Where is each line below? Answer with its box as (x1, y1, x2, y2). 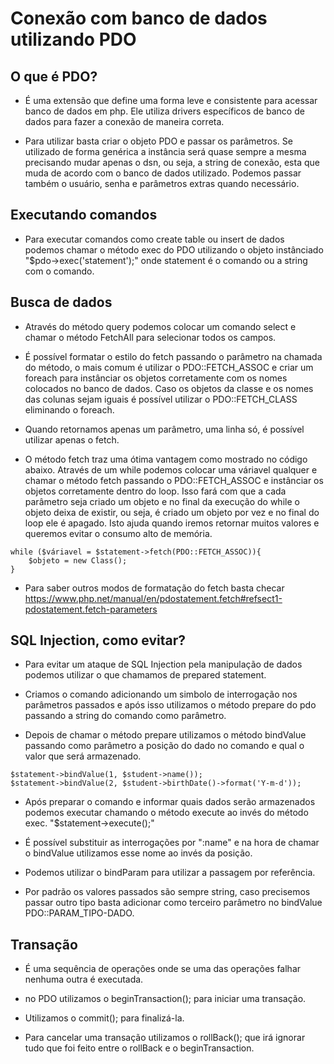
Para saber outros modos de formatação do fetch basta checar (24, 582, 285, 594)
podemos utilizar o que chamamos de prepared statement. (24, 669, 267, 681)
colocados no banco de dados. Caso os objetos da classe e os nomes (24, 382, 314, 394)
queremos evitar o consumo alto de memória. (24, 527, 213, 539)
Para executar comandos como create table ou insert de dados (24, 233, 285, 245)
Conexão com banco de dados (10, 7, 268, 30)
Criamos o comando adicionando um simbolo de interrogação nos (24, 688, 298, 701)
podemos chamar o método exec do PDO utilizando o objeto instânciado (24, 243, 324, 256)
